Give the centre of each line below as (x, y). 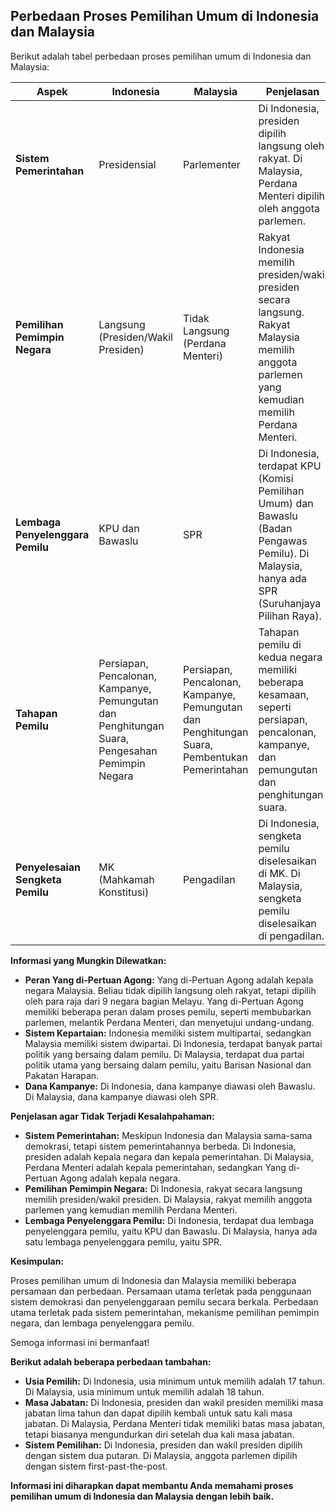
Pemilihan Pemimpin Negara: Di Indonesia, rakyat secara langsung (163, 1188)
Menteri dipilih (291, 196)
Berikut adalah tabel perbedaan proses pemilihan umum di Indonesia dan (161, 56)
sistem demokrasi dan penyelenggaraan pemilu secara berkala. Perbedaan (164, 1301)
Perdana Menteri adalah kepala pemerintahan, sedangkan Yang (155, 1167)
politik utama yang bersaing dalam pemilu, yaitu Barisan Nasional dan (168, 1065)
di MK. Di (279, 873)
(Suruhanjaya (290, 603)
